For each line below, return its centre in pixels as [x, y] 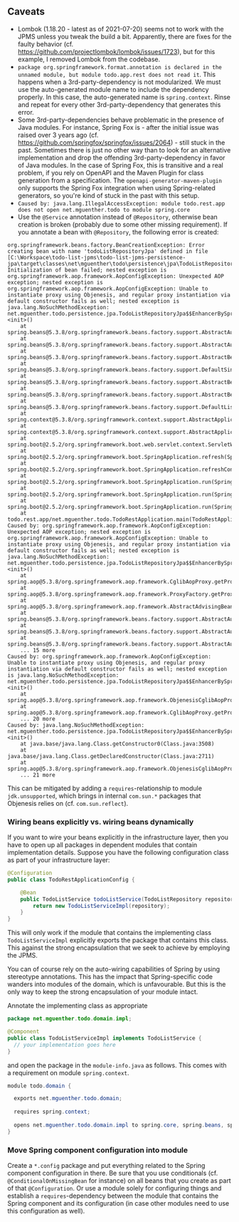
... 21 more [38, 775]
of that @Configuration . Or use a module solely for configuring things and [115, 1189]
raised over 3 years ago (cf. [58, 135]
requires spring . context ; [52, 1112]
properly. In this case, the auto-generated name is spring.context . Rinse [124, 97]
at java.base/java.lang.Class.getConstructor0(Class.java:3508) [117, 744]
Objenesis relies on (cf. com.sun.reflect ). [68, 803]
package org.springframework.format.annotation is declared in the [119, 67]
